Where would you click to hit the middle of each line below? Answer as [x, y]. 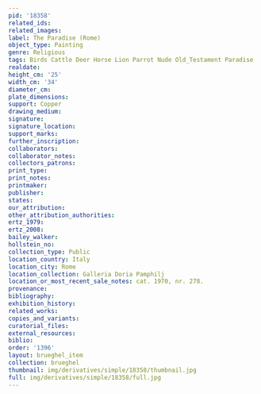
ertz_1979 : [26, 222]
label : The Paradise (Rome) [55, 38]
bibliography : [32, 296]
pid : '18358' [30, 15]
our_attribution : [37, 207]
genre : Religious [37, 52]
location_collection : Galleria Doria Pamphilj [86, 274]
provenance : [28, 289]
